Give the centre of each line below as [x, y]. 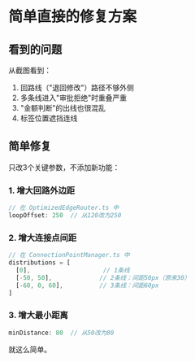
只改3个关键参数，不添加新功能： [64, 167]
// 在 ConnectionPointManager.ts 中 [69, 255]
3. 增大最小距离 [39, 316]
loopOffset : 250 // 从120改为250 [65, 215]
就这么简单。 [30, 349]
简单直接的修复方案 [73, 17]
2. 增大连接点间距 [43, 238]
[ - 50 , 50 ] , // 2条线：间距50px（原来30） [103, 277]
